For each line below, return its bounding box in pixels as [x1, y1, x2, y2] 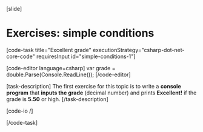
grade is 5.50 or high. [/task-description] [6, 95, 109, 102]
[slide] [6, 5, 22, 12]
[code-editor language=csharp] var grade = [6, 64, 116, 71]
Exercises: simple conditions [6, 27, 155, 40]
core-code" [6, 53, 35, 60]
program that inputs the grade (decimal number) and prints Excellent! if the [6, 89, 197, 96]
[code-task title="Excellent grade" [6, 46, 92, 53]
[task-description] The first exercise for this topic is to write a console [6, 82, 181, 90]
